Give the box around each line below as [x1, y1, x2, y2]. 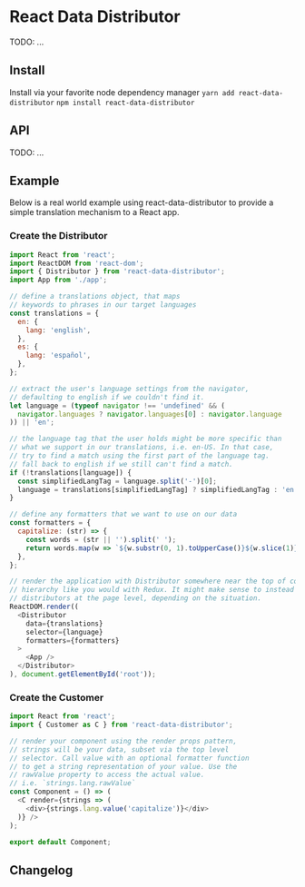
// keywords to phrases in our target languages [9, 301, 197, 310]
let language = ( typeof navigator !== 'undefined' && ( [9, 401, 225, 410]
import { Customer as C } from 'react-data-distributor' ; [9, 720, 233, 730]
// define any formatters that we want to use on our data [9, 510, 238, 519]
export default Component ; [9, 837, 112, 846]
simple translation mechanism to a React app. [9, 207, 180, 218]
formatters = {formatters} [25, 636, 120, 646]
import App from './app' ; [9, 275, 107, 285]
